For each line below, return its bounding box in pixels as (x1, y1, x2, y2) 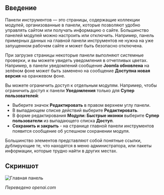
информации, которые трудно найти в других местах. (5, 148, 117, 154)
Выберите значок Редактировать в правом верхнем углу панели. (12, 102, 151, 108)
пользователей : (5, 93, 39, 98)
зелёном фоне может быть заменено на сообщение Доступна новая (5, 68, 150, 74)
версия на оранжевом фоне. (5, 73, 66, 78)
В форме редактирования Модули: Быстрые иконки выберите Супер (12, 112, 160, 118)
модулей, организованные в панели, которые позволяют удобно (5, 22, 141, 28)
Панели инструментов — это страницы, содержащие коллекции (5, 17, 141, 22)
